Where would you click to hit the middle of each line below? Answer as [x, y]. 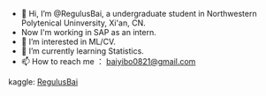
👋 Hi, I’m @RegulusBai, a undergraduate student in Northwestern [139, 14]
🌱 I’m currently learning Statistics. [83, 51]
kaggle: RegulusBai [43, 82]
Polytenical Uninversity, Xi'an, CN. [84, 23]
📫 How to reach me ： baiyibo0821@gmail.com [108, 61]
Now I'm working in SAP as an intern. [88, 32]
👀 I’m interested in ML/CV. [68, 41]
